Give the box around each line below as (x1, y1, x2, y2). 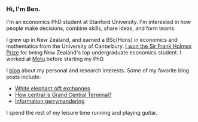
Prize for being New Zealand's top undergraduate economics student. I (6, 49, 181, 56)
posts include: (6, 74, 41, 81)
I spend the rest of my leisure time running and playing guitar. (6, 109, 157, 117)
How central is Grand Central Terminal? (14, 91, 112, 99)
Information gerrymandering (14, 97, 85, 105)
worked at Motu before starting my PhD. (6, 56, 105, 63)
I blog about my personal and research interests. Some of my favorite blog (6, 67, 190, 74)
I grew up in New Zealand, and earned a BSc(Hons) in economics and (6, 36, 178, 44)
